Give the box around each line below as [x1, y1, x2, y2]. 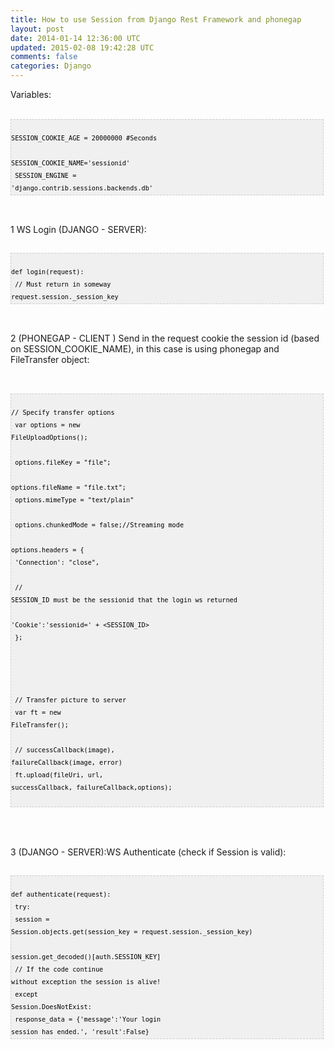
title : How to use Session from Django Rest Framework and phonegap [10, 14, 302, 25]
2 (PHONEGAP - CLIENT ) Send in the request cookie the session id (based [10, 332, 320, 344]
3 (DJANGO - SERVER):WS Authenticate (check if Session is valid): [10, 846, 287, 858]
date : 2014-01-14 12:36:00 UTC [10, 33, 141, 43]
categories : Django [10, 61, 92, 71]
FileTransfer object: [10, 354, 90, 365]
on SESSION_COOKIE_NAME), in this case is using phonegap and [10, 343, 280, 355]
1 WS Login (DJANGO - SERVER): [10, 224, 147, 235]
